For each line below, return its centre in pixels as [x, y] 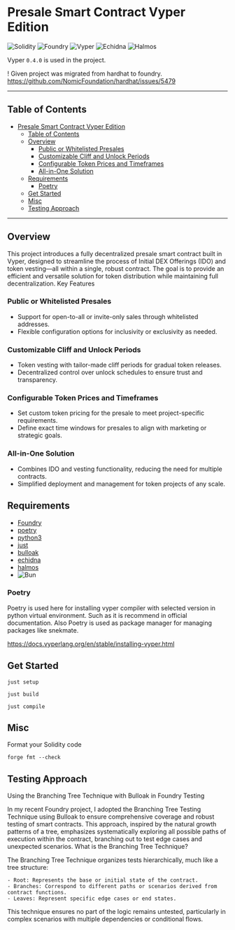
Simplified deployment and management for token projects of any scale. [121, 484]
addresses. [34, 324]
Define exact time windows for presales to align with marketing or [112, 428]
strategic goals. [40, 435]
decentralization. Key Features [51, 283]
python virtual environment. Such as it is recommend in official [97, 615]
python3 [29, 537]
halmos [28, 567]
